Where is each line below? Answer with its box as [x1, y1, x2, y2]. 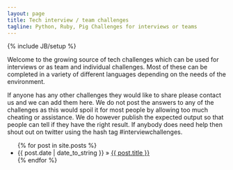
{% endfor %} [17, 156, 58, 164]
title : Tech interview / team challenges [7, 17, 129, 24]
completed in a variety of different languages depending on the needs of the [7, 70, 227, 78]
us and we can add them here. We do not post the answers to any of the [7, 99, 214, 107]
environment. [7, 78, 45, 86]
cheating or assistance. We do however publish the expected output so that [7, 113, 224, 121]
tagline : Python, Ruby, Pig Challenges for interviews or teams [7, 23, 198, 30]
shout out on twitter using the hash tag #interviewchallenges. [7, 128, 183, 136]
